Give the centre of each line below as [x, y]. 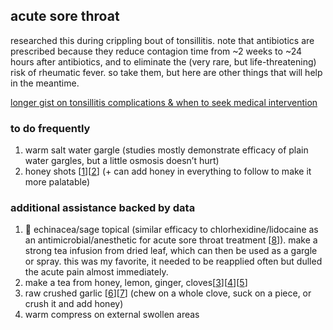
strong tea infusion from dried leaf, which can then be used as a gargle [171, 251]
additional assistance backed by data [103, 208]
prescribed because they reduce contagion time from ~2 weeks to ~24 [156, 51]
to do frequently [50, 128]
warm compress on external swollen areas [112, 315]
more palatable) [57, 182]
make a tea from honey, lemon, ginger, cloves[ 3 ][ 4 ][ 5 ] [136, 283]
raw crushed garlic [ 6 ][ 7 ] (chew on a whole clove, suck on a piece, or [168, 293]
